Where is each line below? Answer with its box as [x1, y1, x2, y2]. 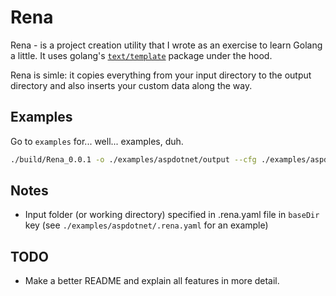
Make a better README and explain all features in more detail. [24, 275, 280, 287]
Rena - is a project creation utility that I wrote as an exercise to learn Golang [10, 39, 323, 51]
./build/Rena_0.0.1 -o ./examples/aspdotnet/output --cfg [10, 154, 257, 165]
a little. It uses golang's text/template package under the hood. [10, 49, 273, 61]
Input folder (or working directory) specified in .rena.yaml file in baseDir [24, 209, 320, 221]
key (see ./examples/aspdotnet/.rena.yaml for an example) [24, 219, 269, 231]
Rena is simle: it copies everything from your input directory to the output [10, 69, 312, 81]
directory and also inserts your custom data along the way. [10, 79, 253, 91]
